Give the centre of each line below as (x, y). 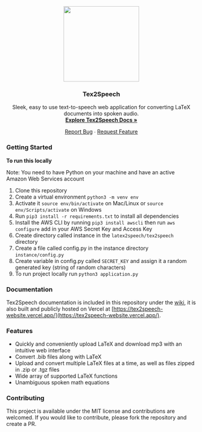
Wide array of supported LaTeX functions (66, 376)
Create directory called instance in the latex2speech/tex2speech (94, 235)
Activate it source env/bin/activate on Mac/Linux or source (89, 203)
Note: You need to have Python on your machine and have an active (90, 172)
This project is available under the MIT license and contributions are (90, 411)
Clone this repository (41, 190)
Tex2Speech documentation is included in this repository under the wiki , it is (101, 302)
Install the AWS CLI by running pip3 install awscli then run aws (95, 222)
